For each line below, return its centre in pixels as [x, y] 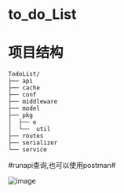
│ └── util [29, 129]
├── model [24, 109]
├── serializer [33, 143]
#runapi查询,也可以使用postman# [62, 166]
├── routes [26, 136]
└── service [27, 150]
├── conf [22, 95]
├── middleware [33, 102]
